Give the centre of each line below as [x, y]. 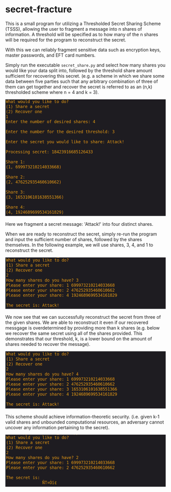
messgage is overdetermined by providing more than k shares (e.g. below [83, 327]
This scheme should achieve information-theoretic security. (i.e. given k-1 [82, 416]
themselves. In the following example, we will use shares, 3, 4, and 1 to [79, 245]
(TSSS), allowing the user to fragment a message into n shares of [74, 29]
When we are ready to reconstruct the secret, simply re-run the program [81, 234]
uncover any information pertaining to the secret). [58, 427]
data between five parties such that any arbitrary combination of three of [82, 81]
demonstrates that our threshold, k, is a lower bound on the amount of [79, 339]
